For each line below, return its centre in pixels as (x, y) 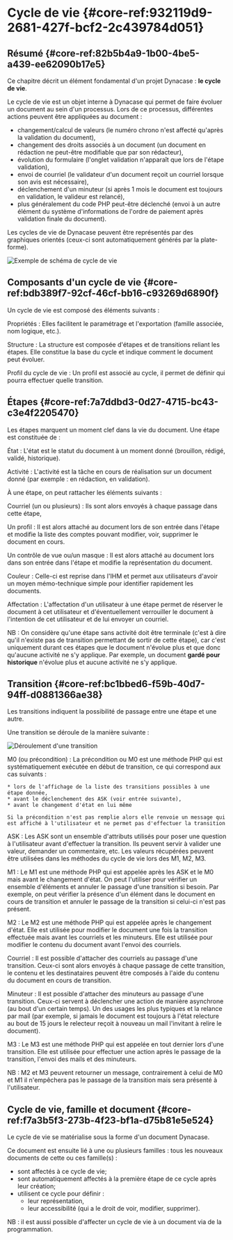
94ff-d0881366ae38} (55, 695)
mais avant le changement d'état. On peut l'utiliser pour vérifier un (102, 879)
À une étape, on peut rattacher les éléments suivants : (85, 492)
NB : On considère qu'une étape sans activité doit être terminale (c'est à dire (117, 632)
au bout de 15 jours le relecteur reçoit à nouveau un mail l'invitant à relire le (115, 1023)
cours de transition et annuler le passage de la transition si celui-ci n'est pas (116, 902)
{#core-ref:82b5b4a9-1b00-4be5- (122, 53)
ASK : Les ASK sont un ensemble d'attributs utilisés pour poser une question (117, 836)
